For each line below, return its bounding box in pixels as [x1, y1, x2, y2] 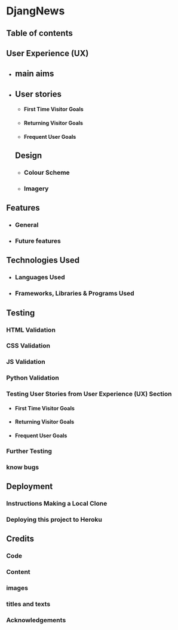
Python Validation [6, 374, 60, 382]
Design [14, 150, 42, 160]
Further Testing [6, 447, 53, 455]
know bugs [6, 462, 39, 471]
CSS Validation [6, 342, 51, 350]
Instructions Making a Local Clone [6, 500, 108, 508]
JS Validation [6, 358, 46, 366]
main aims [14, 69, 54, 79]
